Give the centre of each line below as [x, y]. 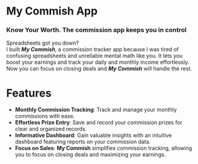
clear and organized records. [51, 129]
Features [29, 93]
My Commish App [52, 11]
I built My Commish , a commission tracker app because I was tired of [93, 49]
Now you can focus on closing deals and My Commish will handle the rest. [99, 69]
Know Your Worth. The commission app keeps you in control [96, 30]
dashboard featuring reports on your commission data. [83, 142]
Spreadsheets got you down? [43, 43]
